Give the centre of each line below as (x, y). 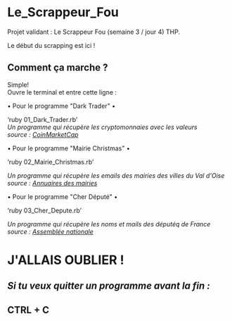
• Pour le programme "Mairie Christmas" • (69, 148)
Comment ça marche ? (58, 68)
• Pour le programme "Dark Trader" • (62, 106)
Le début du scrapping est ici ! (51, 45)
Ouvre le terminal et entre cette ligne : (62, 92)
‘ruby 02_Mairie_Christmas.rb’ (51, 162)
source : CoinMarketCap (43, 134)
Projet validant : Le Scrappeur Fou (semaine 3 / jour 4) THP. (94, 32)
